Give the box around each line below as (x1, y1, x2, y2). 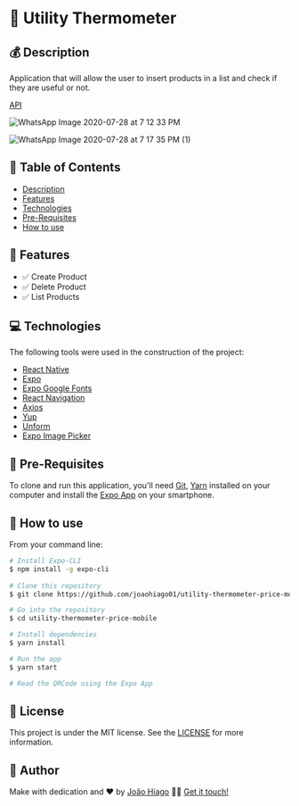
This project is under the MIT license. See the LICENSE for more (9, 727, 245, 738)
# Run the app (9, 654, 62, 663)
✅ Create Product (21, 271, 87, 282)
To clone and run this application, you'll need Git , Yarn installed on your (9, 480, 271, 491)
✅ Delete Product (21, 281, 86, 292)
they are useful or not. (9, 82, 91, 93)
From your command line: (9, 539, 103, 550)
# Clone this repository (9, 581, 101, 590)
